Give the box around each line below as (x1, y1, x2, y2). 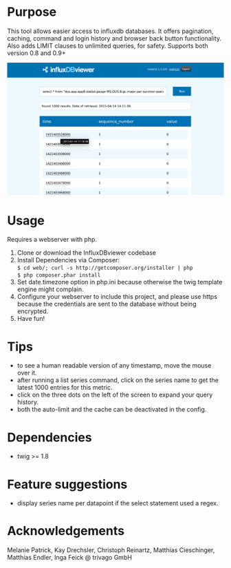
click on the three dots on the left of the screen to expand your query (16, 390, 213, 399)
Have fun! (16, 315, 45, 323)
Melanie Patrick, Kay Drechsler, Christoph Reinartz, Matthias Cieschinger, (7, 546, 215, 554)
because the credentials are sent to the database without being (16, 300, 197, 308)
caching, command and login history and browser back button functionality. (7, 34, 222, 42)
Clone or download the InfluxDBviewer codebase (16, 249, 157, 257)
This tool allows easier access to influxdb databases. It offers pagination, (7, 27, 214, 35)
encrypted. (16, 307, 49, 315)
